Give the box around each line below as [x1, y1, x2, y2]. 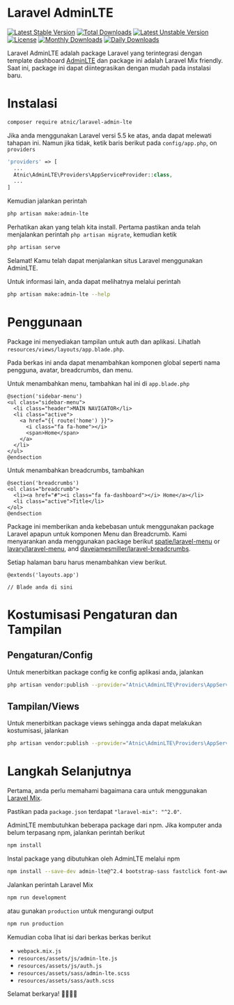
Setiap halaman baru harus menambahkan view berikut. [7, 558, 167, 566]
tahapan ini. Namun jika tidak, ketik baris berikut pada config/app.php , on [7, 138, 217, 147]
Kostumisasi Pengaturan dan [7, 607, 178, 622]
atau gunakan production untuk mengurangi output [7, 907, 154, 915]
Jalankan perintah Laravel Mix [7, 880, 94, 889]
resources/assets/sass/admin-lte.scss [17, 969, 130, 977]
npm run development [7, 894, 68, 901]
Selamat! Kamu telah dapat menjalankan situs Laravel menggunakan [7, 256, 203, 264]
